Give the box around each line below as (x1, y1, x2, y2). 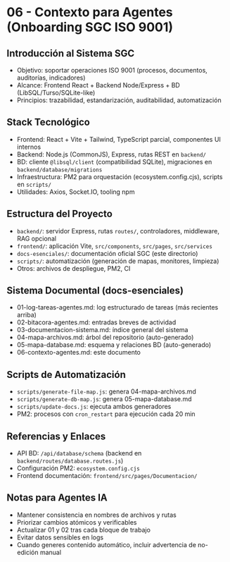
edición (16, 548, 39, 556)
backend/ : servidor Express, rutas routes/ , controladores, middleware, (16, 226, 219, 235)
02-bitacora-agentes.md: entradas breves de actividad (16, 318, 177, 326)
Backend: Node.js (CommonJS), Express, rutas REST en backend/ (16, 149, 207, 159)
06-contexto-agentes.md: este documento (16, 348, 141, 357)
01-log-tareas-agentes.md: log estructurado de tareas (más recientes (16, 303, 219, 312)
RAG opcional (16, 234, 57, 243)
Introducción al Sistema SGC (6, 47, 135, 59)
